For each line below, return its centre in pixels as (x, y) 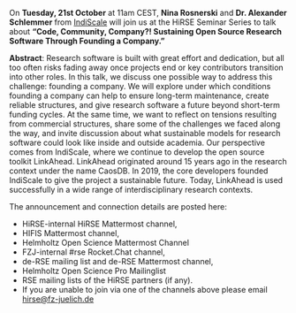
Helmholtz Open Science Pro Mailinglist (94, 271)
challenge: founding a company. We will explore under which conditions (140, 86)
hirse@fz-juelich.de (58, 299)
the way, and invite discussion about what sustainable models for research (145, 133)
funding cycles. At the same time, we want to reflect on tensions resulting (143, 115)
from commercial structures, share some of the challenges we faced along (145, 124)
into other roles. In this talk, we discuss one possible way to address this (141, 77)
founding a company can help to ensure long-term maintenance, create (139, 95)
